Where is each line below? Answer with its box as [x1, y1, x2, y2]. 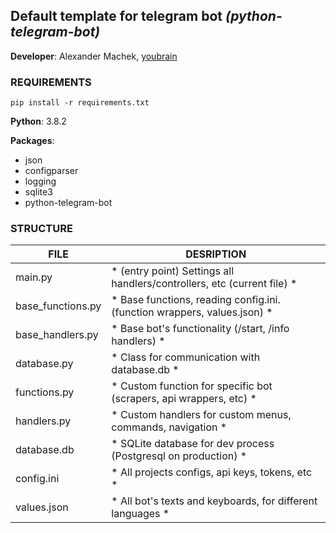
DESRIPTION [185, 247, 247, 261]
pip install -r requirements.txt [10, 98, 150, 108]
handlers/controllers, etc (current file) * [111, 277, 298, 291]
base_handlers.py [15, 328, 99, 342]
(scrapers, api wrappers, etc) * [111, 392, 257, 406]
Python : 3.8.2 [10, 115, 67, 128]
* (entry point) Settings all [111, 264, 235, 278]
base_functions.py [15, 299, 102, 313]
